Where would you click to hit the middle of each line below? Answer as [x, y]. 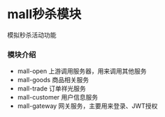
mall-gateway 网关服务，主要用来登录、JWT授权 [87, 106]
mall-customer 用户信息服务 [58, 97]
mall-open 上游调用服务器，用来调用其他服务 [82, 71]
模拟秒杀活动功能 [32, 35]
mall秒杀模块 [44, 14]
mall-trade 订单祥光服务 [51, 88]
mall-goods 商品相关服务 [53, 80]
